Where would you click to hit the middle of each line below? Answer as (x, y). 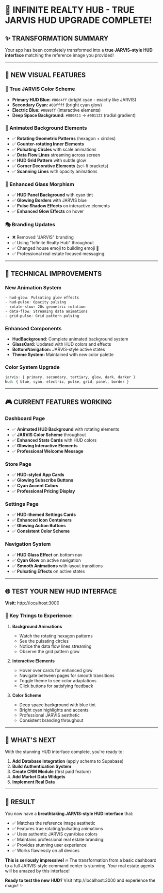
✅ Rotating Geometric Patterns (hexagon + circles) (64, 138)
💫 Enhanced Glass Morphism (40, 184)
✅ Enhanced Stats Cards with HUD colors (54, 440)
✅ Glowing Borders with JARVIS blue (49, 200)
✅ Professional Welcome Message (48, 451)
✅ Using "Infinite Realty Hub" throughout (53, 242)
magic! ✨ (14, 886)
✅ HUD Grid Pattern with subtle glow (49, 160)
